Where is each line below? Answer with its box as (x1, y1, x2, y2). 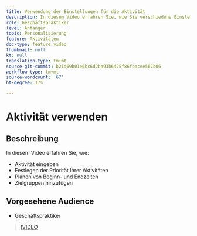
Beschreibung (6, 134, 59, 144)
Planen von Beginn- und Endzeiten (14, 173, 98, 180)
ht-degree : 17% (6, 80, 43, 86)
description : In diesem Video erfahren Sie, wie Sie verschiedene (6, 14, 172, 20)
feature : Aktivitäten (6, 36, 59, 42)
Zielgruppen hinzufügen (14, 180, 73, 186)
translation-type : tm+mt (6, 58, 67, 64)
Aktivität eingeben (14, 161, 59, 168)
